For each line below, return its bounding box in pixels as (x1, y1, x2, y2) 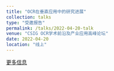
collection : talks (6, 14, 51, 20)
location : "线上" (6, 42, 47, 48)
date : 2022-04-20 (6, 36, 49, 42)
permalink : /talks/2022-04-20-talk (6, 25, 94, 31)
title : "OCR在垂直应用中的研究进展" (6, 8, 87, 15)
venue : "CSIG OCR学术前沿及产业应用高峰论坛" (6, 31, 109, 37)
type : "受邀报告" (6, 20, 45, 25)
